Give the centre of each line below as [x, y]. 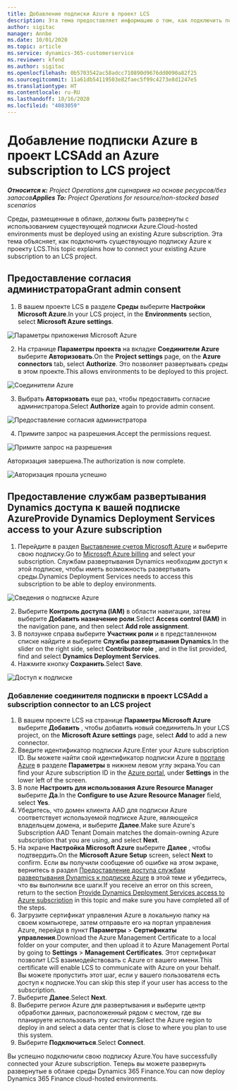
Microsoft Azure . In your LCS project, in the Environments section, [115, 314]
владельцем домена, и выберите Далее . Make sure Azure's [106, 825]
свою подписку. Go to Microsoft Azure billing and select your [107, 554]
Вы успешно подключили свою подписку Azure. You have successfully [112, 1056]
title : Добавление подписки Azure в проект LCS [79, 14]
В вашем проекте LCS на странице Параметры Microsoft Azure [114, 720]
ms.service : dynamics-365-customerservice [71, 54]
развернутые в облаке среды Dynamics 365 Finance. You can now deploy [116, 1071]
